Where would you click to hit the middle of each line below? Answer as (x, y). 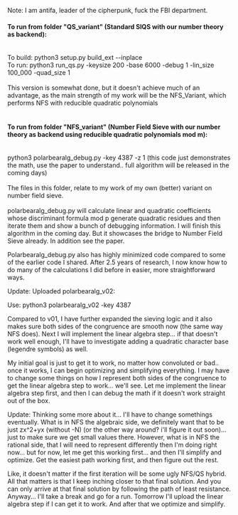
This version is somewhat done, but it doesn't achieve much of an (104, 88)
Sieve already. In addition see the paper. (66, 241)
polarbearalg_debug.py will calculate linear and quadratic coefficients (109, 211)
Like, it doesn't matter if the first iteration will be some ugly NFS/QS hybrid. (117, 474)
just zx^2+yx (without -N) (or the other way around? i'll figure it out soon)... (117, 430)
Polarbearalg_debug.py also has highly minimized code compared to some (117, 255)
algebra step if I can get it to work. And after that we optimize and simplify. (117, 504)
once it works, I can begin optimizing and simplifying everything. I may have (118, 370)
